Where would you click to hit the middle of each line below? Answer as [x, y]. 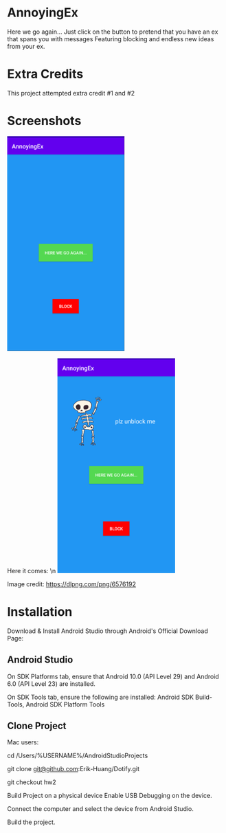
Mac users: [23, 742]
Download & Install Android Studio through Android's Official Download [108, 631]
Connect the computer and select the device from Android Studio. [101, 809]
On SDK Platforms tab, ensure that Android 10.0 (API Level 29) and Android [113, 676]
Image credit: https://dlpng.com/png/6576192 [71, 584]
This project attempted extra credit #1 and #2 [71, 93]
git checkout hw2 [32, 782]
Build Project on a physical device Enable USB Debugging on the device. [110, 796]
